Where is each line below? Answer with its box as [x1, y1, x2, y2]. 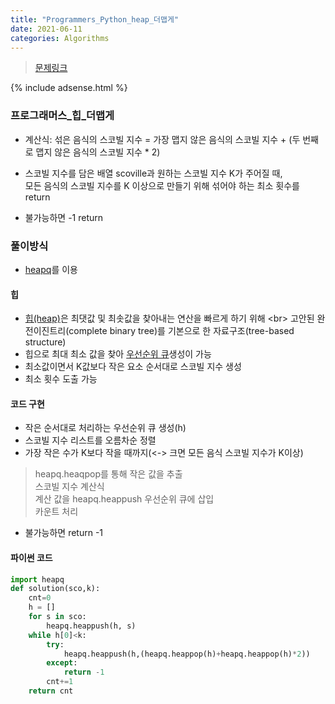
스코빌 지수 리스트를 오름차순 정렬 [24, 434, 157, 446]
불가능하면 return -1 [24, 527, 104, 539]
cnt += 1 [46, 677, 74, 687]
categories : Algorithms [10, 33, 110, 43]
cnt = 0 [28, 593, 52, 603]
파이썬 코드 [10, 551, 53, 563]
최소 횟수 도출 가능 [24, 373, 98, 385]
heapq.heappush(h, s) [46, 621, 137, 631]
